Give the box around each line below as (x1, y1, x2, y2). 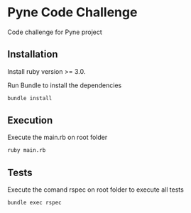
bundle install (7, 94, 53, 102)
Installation (7, 48, 58, 60)
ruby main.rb (7, 147, 46, 154)
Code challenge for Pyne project (7, 28, 103, 36)
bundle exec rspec (7, 200, 62, 207)
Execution (7, 114, 53, 126)
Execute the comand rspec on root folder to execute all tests (7, 185, 185, 194)
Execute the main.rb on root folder (7, 133, 108, 142)
